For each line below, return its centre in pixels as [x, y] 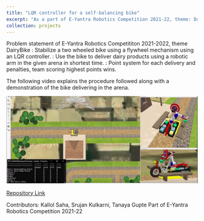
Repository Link [26, 193]
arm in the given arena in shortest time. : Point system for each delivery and [101, 63]
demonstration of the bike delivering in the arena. [68, 87]
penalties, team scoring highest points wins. [61, 69]
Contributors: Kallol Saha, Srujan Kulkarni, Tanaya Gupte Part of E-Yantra [97, 205]
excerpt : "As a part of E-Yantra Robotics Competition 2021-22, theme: [99, 19]
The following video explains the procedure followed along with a [88, 81]
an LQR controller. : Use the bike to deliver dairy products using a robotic [97, 56]
